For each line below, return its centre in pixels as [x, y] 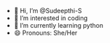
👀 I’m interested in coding [51, 18]
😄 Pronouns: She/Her [46, 33]
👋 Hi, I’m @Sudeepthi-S [48, 11]
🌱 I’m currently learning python [59, 25]
